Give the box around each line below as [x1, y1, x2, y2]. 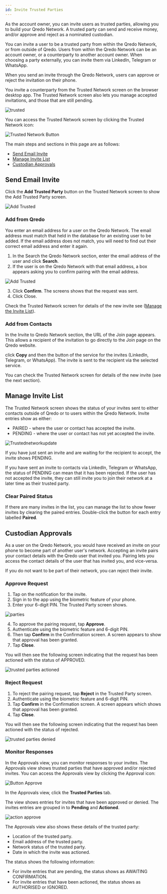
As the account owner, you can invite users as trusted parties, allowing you [5, 21, 159, 27]
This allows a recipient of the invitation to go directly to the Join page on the [5, 337, 161, 343]
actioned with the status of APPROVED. [5, 657, 85, 663]
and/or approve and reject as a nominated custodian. [5, 31, 114, 37]
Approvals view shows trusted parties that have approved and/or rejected [5, 765, 156, 771]
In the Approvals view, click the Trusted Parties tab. [5, 789, 112, 795]
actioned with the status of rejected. [5, 726, 80, 733]
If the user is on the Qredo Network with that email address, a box [12, 263, 148, 269]
